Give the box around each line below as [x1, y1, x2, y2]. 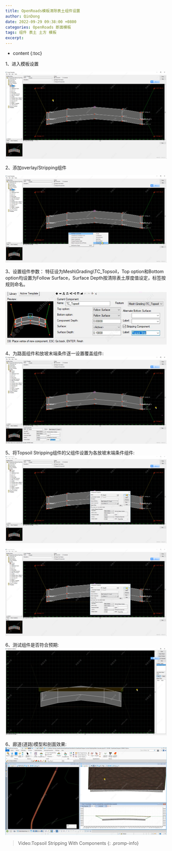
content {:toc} [12, 50, 42, 56]
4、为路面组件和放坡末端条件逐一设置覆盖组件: [5, 350, 104, 357]
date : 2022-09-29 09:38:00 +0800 [5, 19, 77, 24]
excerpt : [5, 35, 24, 41]
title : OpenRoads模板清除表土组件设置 [5, 8, 80, 13]
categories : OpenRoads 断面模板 [5, 25, 72, 30]
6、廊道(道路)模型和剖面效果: [5, 741, 67, 748]
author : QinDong [5, 13, 40, 19]
